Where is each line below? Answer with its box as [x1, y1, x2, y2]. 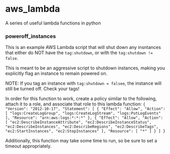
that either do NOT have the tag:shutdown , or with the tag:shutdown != [5, 49, 153, 56]
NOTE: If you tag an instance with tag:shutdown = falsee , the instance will [5, 80, 162, 87]
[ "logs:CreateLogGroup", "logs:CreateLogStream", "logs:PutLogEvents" [5, 111, 161, 116]
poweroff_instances [5, 33, 56, 40]
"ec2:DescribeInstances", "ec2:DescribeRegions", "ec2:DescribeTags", [5, 124, 159, 130]
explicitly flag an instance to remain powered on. [5, 70, 108, 76]
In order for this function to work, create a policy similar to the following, [5, 95, 157, 102]
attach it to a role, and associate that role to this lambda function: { [5, 101, 145, 107]
